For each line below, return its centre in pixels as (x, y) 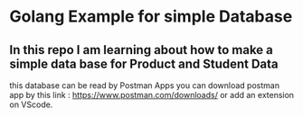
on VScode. (31, 104)
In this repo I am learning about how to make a (142, 50)
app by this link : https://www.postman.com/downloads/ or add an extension (152, 95)
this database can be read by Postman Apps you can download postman (145, 85)
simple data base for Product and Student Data (144, 63)
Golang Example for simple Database (151, 17)
